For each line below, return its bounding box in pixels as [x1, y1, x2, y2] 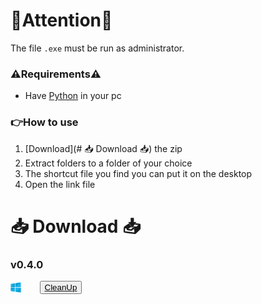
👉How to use [10, 115, 79, 129]
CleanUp [44, 282, 78, 293]
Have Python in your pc [24, 90, 122, 102]
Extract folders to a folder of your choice [24, 157, 193, 169]
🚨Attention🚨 [10, 9, 113, 32]
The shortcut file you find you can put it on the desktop [24, 167, 253, 179]
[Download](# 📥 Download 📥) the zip [24, 142, 183, 154]
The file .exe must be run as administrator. [10, 42, 185, 54]
